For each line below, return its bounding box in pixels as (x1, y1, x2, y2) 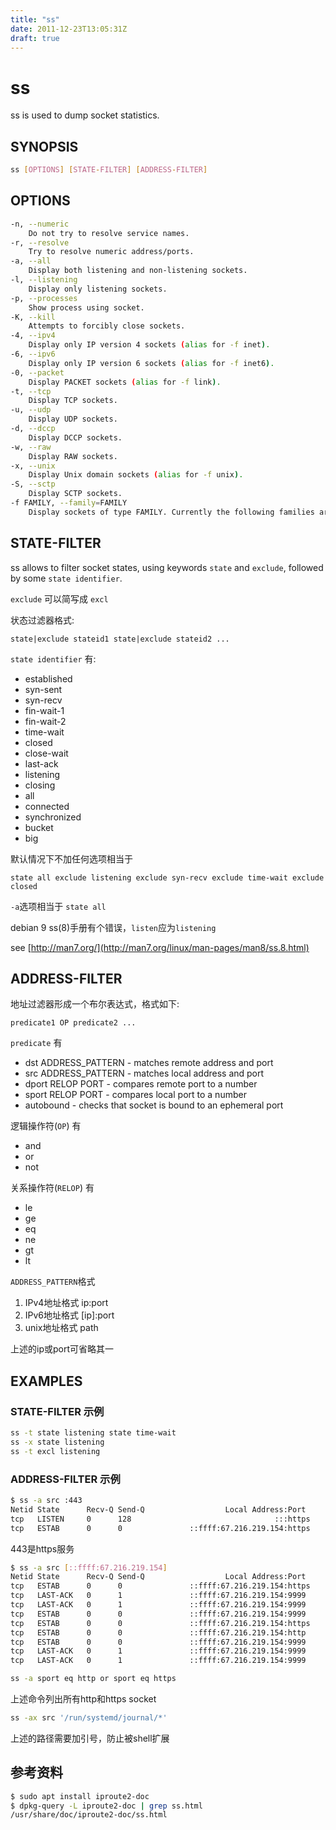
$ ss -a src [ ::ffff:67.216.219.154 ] (10, 1562, 168, 1573)
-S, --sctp (10, 479, 56, 490)
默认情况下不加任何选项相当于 (10, 852, 133, 865)
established (24, 672, 73, 685)
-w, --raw (10, 442, 52, 452)
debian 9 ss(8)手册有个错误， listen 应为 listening (10, 921, 217, 933)
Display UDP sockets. (28, 414, 118, 425)
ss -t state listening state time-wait (10, 1428, 177, 1438)
